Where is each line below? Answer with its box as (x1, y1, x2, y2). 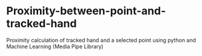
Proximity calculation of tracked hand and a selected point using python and (6, 36, 197, 43)
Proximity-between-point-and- (6, 4, 166, 18)
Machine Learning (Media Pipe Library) (6, 43, 104, 50)
